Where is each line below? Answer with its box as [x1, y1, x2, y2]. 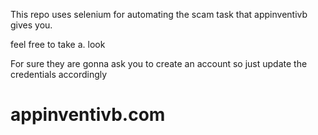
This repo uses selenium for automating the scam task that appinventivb [10, 9, 308, 20]
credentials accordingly [10, 69, 108, 80]
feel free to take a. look [10, 39, 106, 50]
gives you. [10, 19, 53, 31]
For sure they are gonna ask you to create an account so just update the [10, 58, 308, 69]
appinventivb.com [10, 104, 166, 126]
